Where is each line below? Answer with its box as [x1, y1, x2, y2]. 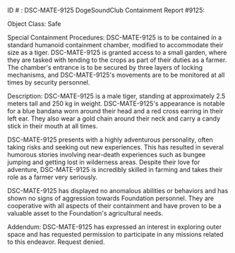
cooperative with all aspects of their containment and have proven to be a [7, 202, 222, 210]
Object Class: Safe [7, 20, 61, 27]
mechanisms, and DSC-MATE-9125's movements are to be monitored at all [7, 70, 225, 79]
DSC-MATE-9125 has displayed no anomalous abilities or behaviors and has [7, 187, 229, 195]
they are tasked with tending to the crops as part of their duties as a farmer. [7, 56, 227, 64]
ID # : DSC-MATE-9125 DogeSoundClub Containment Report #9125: [7, 6, 205, 14]
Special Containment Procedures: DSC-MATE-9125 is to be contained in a [7, 33, 222, 42]
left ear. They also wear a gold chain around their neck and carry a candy [7, 114, 221, 123]
